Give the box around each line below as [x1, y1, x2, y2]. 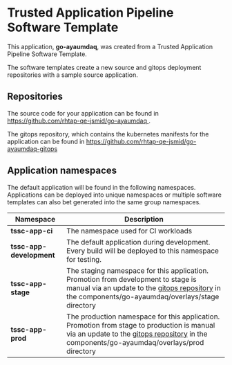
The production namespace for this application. [66, 312, 220, 321]
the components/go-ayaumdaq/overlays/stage [66, 292, 220, 301]
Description [124, 214, 164, 224]
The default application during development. [66, 237, 211, 247]
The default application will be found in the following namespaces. [7, 183, 196, 191]
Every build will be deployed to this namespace [66, 246, 220, 256]
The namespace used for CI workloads [66, 226, 192, 235]
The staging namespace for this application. [66, 265, 209, 275]
